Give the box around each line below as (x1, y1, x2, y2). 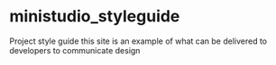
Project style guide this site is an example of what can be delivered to (9, 36, 268, 46)
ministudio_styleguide (9, 6, 180, 27)
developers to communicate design (9, 45, 141, 55)
